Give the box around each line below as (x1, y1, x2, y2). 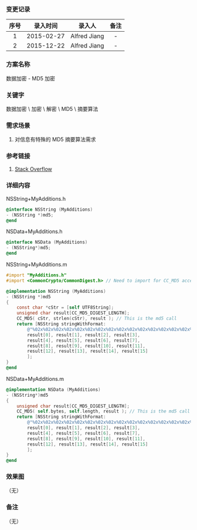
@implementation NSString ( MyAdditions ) (6, 288, 107, 294)
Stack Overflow (14, 166, 53, 173)
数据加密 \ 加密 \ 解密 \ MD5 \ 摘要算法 (6, 105, 98, 112)
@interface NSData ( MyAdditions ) (6, 239, 88, 245)
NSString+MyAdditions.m (6, 261, 67, 268)
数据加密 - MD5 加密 (6, 75, 56, 82)
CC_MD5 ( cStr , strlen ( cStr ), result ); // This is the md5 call (16, 316, 177, 322)
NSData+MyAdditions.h (6, 228, 63, 235)
